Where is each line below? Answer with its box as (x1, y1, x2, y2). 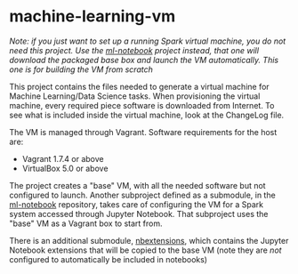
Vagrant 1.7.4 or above (21, 153, 104, 164)
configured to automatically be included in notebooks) (9, 254, 207, 264)
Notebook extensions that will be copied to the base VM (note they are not (9, 245, 282, 255)
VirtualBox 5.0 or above (21, 163, 109, 173)
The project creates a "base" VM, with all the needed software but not (9, 180, 266, 190)
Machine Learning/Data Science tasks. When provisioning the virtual (9, 91, 261, 101)
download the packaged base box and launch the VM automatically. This (9, 54, 278, 65)
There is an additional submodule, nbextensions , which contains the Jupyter (9, 235, 289, 246)
